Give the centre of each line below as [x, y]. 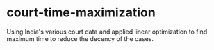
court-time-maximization [81, 13]
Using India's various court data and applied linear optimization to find [107, 32]
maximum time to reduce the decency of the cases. [80, 38]
